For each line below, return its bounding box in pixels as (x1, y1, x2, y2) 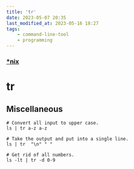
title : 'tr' (6, 9, 36, 15)
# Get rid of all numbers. (6, 151, 75, 158)
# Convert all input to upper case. (6, 120, 99, 126)
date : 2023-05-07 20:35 (6, 15, 67, 21)
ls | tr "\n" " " (6, 141, 53, 147)
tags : (6, 26, 20, 32)
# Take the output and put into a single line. (6, 136, 129, 142)
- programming (17, 37, 53, 43)
